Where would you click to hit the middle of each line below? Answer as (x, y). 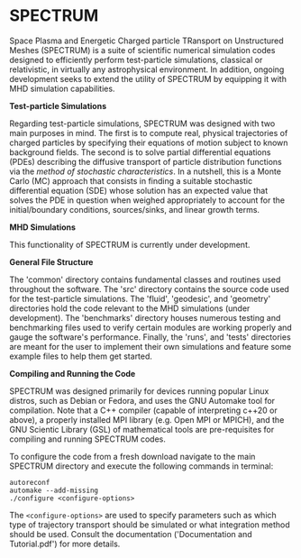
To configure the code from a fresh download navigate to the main (132, 456)
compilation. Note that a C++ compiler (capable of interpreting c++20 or (143, 410)
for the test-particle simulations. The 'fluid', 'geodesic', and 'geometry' (140, 298)
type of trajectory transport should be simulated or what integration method (150, 525)
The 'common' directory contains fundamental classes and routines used (145, 279)
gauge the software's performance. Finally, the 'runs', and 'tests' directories (150, 337)
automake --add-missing (54, 490)
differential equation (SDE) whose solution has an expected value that (139, 190)
